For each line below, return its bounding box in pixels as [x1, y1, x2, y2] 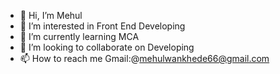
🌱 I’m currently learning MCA [19, 31, 140, 42]
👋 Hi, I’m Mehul [19, 10, 83, 21]
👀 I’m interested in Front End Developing [19, 20, 186, 32]
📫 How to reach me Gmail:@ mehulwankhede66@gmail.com [19, 53, 270, 64]
